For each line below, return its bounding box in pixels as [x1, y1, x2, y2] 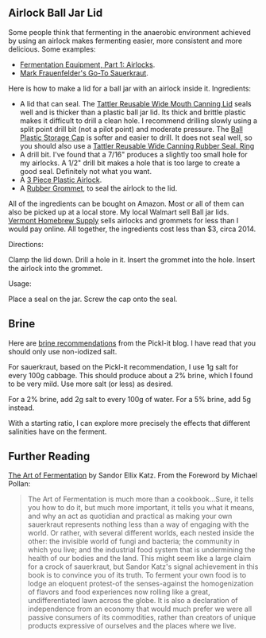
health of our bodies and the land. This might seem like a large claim [27, 554, 252, 563]
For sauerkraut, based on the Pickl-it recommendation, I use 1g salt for [8, 362, 239, 372]
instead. [8, 403, 35, 412]
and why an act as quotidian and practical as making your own [27, 512, 233, 521]
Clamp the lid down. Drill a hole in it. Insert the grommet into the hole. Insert [8, 254, 256, 265]
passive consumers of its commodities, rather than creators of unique [27, 613, 256, 622]
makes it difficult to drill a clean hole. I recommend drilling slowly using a [19, 115, 258, 126]
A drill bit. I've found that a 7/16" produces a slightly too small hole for [19, 149, 248, 159]
